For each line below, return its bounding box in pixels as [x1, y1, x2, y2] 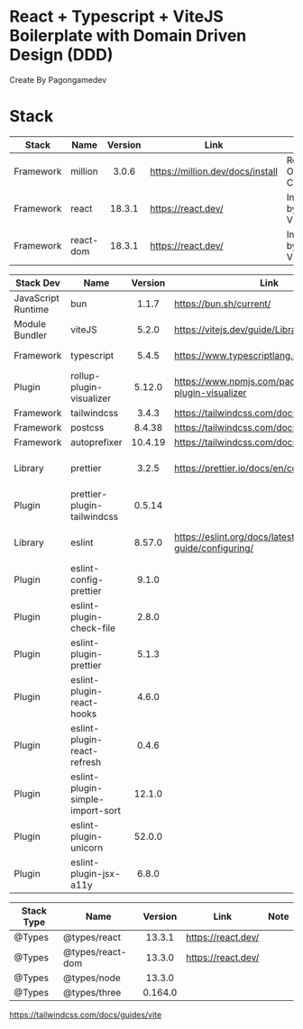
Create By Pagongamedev [9, 74, 107, 85]
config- [70, 573, 104, 586]
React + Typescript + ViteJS [9, 6, 224, 27]
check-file [70, 622, 115, 634]
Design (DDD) [9, 45, 114, 65]
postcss [70, 421, 105, 433]
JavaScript [14, 291, 60, 304]
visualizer [70, 392, 111, 405]
